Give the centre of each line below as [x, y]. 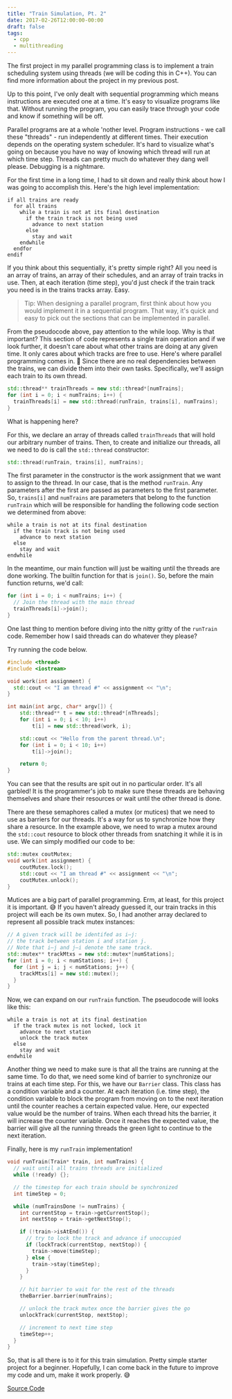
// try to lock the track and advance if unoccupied [103, 1238]
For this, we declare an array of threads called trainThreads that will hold [111, 434]
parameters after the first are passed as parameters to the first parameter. [113, 490]
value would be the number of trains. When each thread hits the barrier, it [112, 1113]
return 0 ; [34, 764]
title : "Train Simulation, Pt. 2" [57, 14]
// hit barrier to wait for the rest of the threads [97, 1290]
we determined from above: [47, 512]
